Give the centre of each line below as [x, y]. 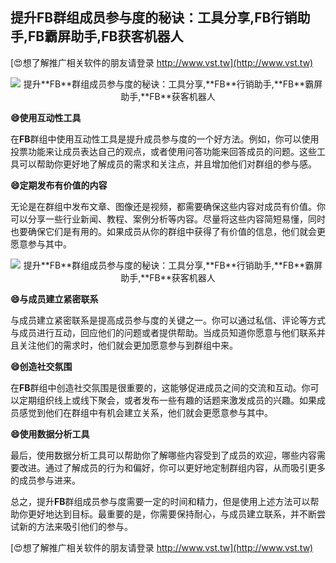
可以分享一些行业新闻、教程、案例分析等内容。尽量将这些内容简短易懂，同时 [168, 219]
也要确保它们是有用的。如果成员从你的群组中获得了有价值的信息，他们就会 [163, 231]
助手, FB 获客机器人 [127, 36]
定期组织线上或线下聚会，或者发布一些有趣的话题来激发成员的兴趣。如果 [167, 400]
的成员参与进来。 [45, 480]
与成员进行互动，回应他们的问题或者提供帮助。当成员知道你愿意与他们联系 [163, 332]
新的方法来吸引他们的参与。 [75, 526]
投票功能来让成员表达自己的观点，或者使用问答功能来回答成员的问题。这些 [163, 151]
